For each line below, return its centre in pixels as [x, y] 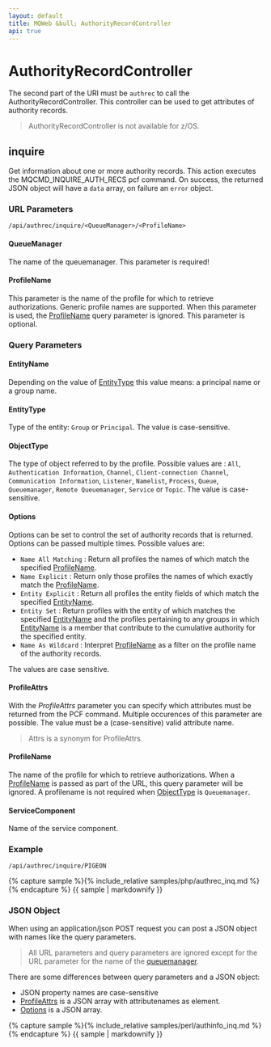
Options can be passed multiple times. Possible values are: [106, 543]
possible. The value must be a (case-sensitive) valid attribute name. [121, 722]
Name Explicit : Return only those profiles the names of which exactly [136, 576]
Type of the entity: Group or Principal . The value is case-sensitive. [119, 427]
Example [26, 850]
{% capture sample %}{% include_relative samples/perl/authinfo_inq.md [129, 1025]
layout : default [36, 16]
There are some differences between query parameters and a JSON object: [134, 977]
